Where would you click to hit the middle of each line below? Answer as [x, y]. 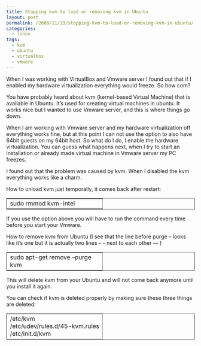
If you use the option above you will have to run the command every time [96, 218]
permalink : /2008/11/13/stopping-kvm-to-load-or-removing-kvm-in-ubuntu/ [100, 23]
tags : [13, 40]
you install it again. [29, 286]
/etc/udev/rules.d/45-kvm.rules [55, 326]
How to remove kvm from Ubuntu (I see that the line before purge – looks [96, 236]
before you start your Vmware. [44, 224]
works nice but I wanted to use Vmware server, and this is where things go [98, 110]
